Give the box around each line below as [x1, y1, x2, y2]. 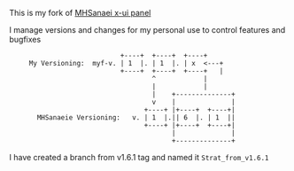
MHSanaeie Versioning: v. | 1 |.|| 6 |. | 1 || [36, 113, 236, 122]
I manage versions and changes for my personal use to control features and [9, 25, 286, 35]
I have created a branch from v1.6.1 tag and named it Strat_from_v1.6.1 [9, 152, 269, 162]
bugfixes [9, 35, 42, 44]
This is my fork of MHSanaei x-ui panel [9, 8, 151, 18]
